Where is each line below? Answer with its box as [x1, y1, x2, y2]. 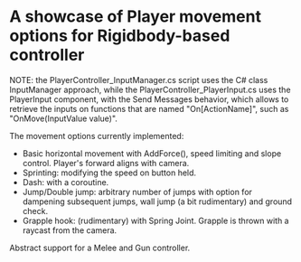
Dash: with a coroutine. [22, 176, 109, 187]
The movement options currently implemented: [9, 130, 184, 141]
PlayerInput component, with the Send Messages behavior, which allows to [9, 93, 289, 105]
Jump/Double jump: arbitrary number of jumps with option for [22, 186, 253, 197]
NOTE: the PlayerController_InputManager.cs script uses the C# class [9, 74, 268, 85]
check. [22, 205, 48, 216]
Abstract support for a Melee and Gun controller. [9, 242, 191, 253]
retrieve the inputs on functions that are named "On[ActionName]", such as [9, 103, 289, 114]
